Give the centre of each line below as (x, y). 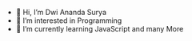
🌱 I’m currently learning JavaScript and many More (100, 29)
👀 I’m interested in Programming (69, 20)
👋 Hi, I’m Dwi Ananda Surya (61, 12)
